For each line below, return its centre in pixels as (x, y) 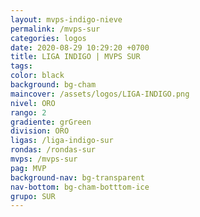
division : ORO (40, 131)
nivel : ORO (33, 103)
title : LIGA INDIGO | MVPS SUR (75, 57)
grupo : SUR (33, 196)
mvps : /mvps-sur (44, 159)
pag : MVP (28, 168)
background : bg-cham (53, 85)
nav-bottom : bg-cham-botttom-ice (80, 187)
